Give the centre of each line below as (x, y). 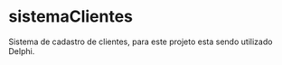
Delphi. (22, 51)
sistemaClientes (70, 17)
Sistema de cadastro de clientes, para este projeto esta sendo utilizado (141, 42)
